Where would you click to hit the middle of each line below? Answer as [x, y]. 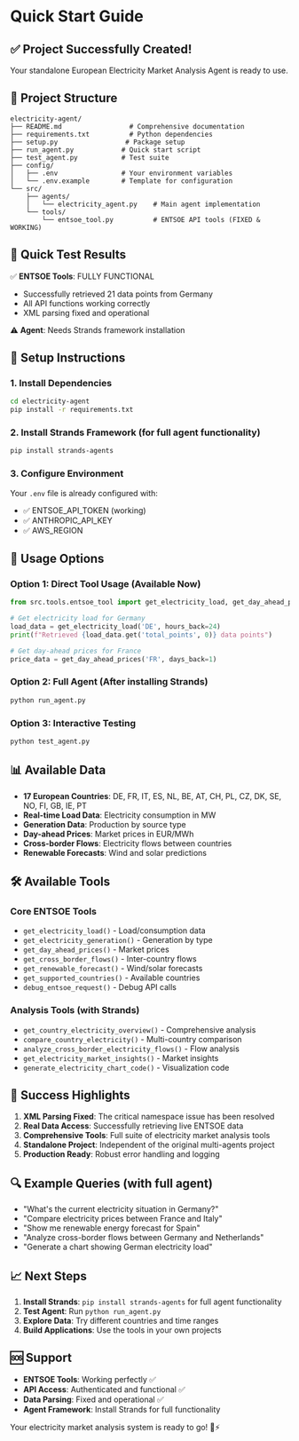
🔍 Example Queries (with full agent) [112, 1183]
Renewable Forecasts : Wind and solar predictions [115, 852]
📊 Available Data [58, 770]
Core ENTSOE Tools [53, 911]
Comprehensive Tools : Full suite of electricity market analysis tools [146, 1136]
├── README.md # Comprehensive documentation [127, 126]
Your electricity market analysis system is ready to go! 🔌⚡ [115, 1427]
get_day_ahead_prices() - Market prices [96, 950]
